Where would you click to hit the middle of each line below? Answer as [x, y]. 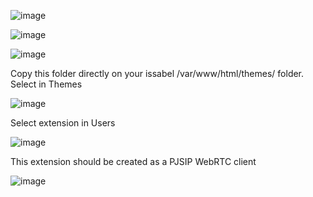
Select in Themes [46, 84]
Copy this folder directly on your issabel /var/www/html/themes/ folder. [157, 73]
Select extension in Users [63, 123]
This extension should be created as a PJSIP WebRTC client [133, 161]
